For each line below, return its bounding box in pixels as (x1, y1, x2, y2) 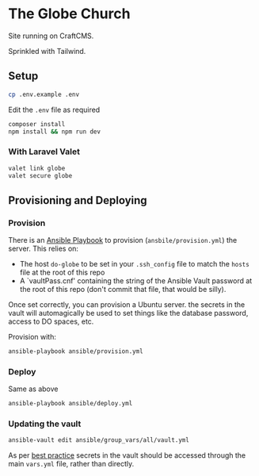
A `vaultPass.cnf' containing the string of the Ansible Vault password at (19, 276, 253, 286)
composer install (8, 120, 66, 128)
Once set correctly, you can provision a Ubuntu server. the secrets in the (8, 300, 246, 309)
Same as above (8, 384, 59, 393)
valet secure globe (8, 171, 73, 179)
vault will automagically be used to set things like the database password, (8, 309, 249, 318)
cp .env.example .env (8, 90, 80, 98)
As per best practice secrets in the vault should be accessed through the (8, 451, 246, 460)
